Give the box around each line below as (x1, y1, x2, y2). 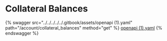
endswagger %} (5, 30, 39, 36)
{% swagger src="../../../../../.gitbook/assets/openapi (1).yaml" (5, 19, 133, 25)
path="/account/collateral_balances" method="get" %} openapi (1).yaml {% (5, 24, 162, 30)
